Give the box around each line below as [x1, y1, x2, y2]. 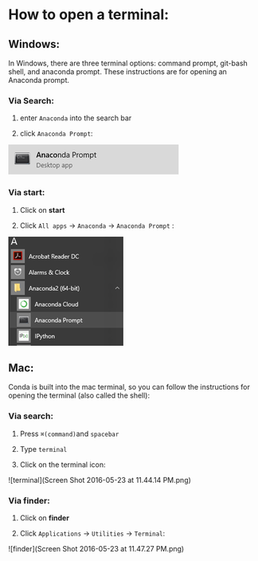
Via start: [8, 187, 45, 198]
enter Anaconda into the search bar [19, 113, 132, 123]
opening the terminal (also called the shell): [8, 390, 150, 400]
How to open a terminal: [8, 6, 170, 24]
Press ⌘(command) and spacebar [19, 429, 119, 438]
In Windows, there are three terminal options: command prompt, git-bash [8, 58, 248, 68]
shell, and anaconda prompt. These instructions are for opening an [8, 67, 227, 76]
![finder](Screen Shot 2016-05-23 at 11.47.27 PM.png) [8, 544, 185, 553]
